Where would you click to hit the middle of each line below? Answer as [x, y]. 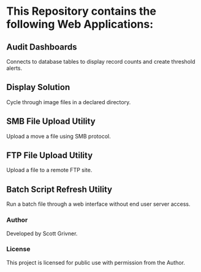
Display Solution [38, 87]
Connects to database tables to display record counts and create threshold [101, 62]
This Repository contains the [81, 11]
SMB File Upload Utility [51, 122]
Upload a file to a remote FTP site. [49, 170]
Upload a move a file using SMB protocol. [59, 136]
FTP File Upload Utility [50, 155]
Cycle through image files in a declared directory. [69, 102]
